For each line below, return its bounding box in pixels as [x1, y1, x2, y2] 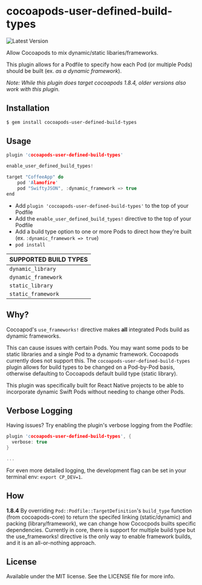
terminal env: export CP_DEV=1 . [6, 473, 83, 481]
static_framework [9, 290, 59, 297]
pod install [15, 242, 45, 248]
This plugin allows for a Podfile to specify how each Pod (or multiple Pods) [6, 61, 193, 68]
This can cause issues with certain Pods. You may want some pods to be [6, 344, 189, 351]
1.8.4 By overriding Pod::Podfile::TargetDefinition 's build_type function [6, 507, 192, 514]
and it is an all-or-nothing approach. [6, 539, 96, 546]
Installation [6, 103, 50, 114]
